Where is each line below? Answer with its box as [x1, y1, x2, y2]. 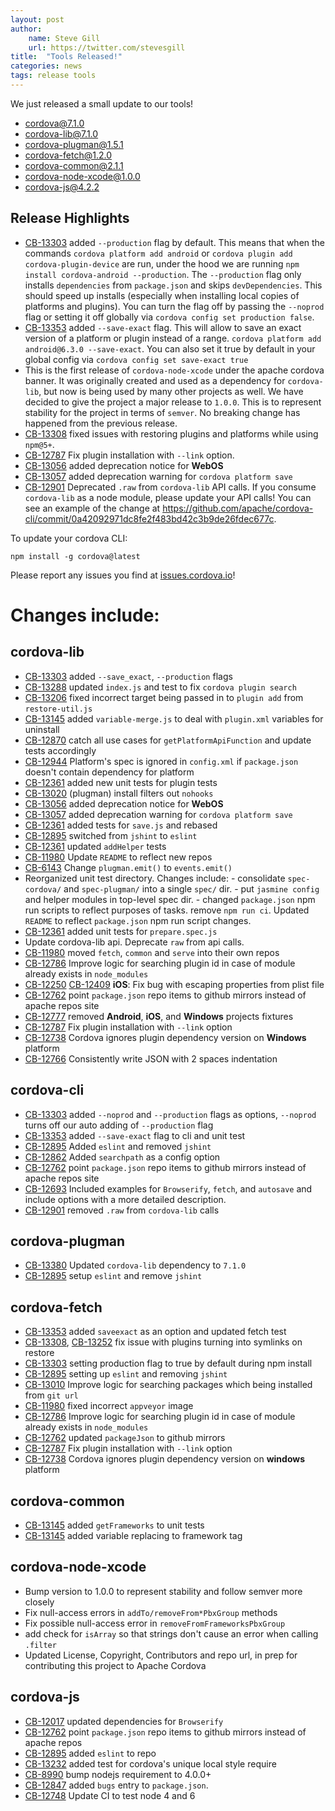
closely [24, 1596, 55, 1608]
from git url [24, 1389, 79, 1401]
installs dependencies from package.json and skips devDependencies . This [24, 279, 323, 291]
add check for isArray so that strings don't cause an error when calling [24, 1627, 319, 1640]
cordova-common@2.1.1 [24, 159, 124, 171]
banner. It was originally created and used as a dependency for [24, 374, 286, 386]
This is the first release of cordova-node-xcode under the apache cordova [24, 364, 325, 376]
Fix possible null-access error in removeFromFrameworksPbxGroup [24, 1617, 286, 1629]
